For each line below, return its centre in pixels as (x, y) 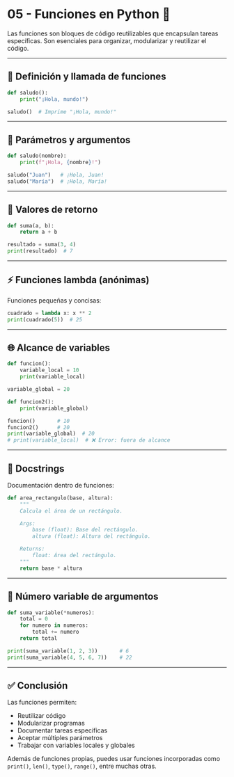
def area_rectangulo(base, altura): (60, 498)
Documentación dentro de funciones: (61, 485)
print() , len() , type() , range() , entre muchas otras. (82, 766)
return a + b (39, 232)
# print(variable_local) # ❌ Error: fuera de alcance (89, 440)
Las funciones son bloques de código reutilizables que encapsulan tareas (113, 33)
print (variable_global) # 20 (51, 434)
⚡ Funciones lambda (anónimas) (78, 280)
